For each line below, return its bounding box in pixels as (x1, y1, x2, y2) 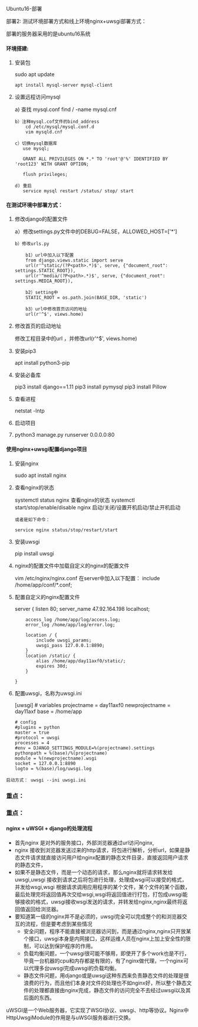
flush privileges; (22, 172, 68, 178)
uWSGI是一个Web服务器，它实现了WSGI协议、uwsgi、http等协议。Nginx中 (6, 1006, 189, 1013)
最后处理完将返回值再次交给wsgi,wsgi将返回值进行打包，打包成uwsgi (14, 891, 183, 898)
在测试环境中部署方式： (6, 201, 63, 208)
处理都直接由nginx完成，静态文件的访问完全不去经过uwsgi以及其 (34, 986, 191, 993)
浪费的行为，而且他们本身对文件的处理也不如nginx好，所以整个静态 (23, 979, 187, 986)
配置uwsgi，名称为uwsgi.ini (14, 689, 82, 696)
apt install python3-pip (14, 359, 70, 367)
